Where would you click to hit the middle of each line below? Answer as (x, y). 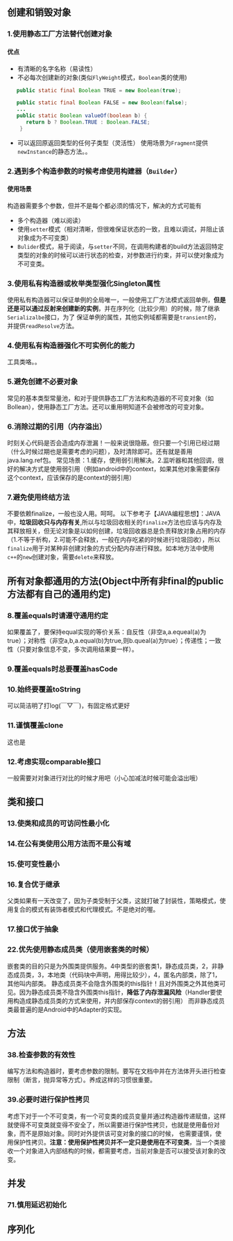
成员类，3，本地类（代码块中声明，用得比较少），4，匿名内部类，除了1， (117, 975)
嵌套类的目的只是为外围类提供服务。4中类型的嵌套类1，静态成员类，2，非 (113, 966)
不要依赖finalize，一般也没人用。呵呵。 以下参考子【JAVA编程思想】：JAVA (114, 514)
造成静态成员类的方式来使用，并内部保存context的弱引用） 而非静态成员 (122, 1000)
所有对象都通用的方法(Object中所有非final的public (115, 581)
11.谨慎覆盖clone (35, 726)
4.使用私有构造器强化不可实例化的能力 (71, 345)
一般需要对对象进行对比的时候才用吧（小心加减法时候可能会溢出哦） (104, 778)
